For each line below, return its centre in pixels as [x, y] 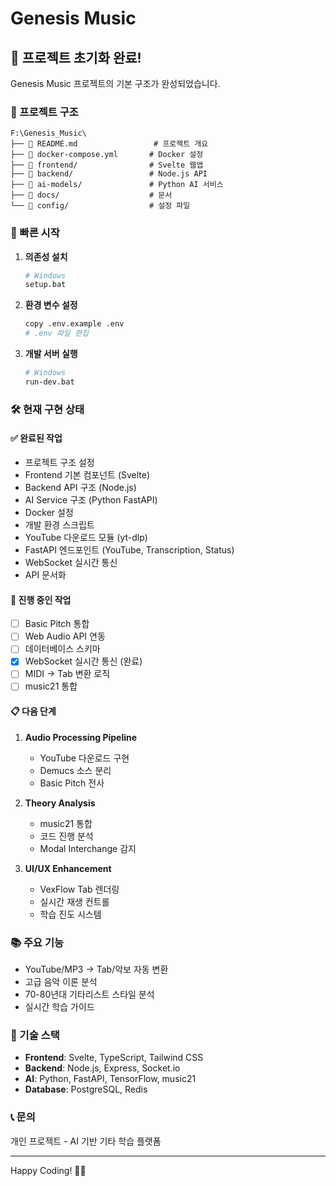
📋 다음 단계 [33, 711]
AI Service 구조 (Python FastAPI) [91, 499]
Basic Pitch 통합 [57, 624]
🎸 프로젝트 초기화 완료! [76, 57]
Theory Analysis [60, 803]
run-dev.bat [49, 382]
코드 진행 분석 [66, 836]
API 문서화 [45, 574]
